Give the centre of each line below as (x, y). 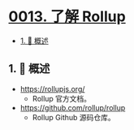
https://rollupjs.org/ (52, 89)
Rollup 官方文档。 (62, 98)
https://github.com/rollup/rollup (73, 107)
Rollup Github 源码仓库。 (73, 117)
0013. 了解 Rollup (67, 17)
